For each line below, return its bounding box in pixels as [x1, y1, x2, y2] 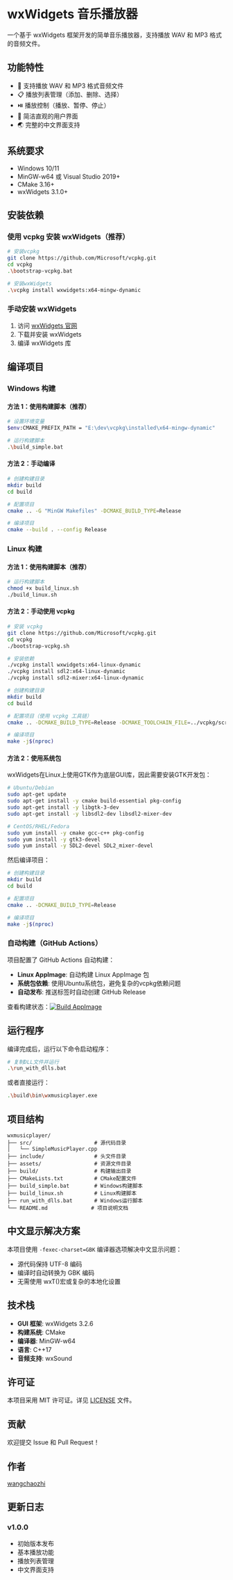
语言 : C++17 [17, 1345, 52, 1353]
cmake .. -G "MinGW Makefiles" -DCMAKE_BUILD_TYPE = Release [7, 507, 182, 515]
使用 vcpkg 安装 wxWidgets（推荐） [7, 232, 130, 241]
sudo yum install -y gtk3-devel [7, 836, 101, 843]
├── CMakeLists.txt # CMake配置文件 [7, 1175, 137, 1182]
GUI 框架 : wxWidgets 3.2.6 [17, 1319, 94, 1328]
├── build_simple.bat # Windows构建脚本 [7, 1182, 144, 1189]
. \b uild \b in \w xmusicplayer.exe [7, 1093, 98, 1099]
